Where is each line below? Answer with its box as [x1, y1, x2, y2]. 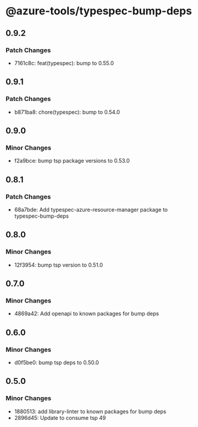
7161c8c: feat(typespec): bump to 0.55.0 [14, 59, 114, 66]
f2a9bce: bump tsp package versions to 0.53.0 [14, 157, 130, 164]
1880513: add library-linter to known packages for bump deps [14, 408, 167, 415]
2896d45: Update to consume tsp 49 [14, 414, 106, 421]
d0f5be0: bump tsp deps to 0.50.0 [14, 359, 99, 366]
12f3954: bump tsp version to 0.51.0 [14, 261, 103, 269]
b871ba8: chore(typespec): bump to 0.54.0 [14, 108, 120, 115]
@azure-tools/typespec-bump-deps [5, 4, 192, 18]
